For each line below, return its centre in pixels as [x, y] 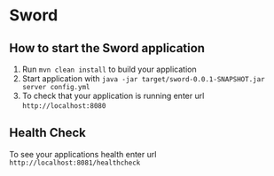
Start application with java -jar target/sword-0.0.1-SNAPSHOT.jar [143, 79]
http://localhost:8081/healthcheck [75, 163]
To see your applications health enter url [83, 154]
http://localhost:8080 [64, 106]
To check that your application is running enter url [113, 96]
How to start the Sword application [107, 48]
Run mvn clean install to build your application [109, 69]
